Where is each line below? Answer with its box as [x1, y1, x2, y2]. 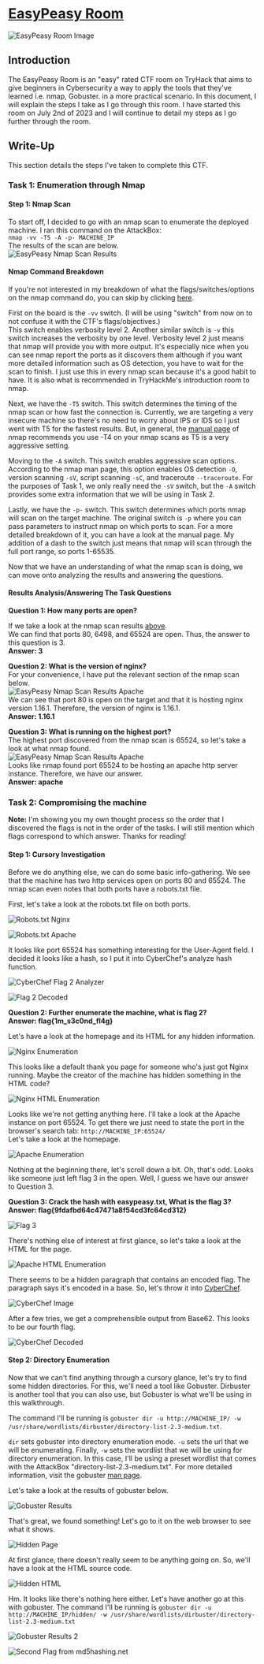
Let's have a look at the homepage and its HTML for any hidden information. [8, 1031, 256, 1040]
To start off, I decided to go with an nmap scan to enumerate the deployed [8, 217, 250, 226]
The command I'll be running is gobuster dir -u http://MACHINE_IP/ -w [8, 1413, 242, 1423]
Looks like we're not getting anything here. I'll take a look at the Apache [8, 1109, 240, 1119]
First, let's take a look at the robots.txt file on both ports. [8, 899, 191, 909]
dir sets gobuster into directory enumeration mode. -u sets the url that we [8, 1436, 249, 1446]
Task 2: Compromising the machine [8, 797, 147, 808]
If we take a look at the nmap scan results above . [8, 621, 168, 631]
